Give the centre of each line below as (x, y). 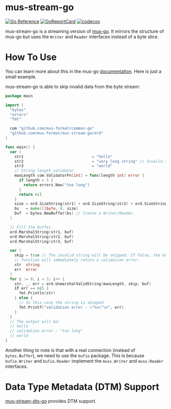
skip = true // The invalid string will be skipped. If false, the (87, 255)
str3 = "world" (64, 166)
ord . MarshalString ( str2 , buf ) (42, 237)
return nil (30, 194)
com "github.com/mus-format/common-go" (52, 129)
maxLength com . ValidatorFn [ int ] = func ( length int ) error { (79, 176)
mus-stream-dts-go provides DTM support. (51, 401)
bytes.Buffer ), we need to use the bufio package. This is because (75, 356)
